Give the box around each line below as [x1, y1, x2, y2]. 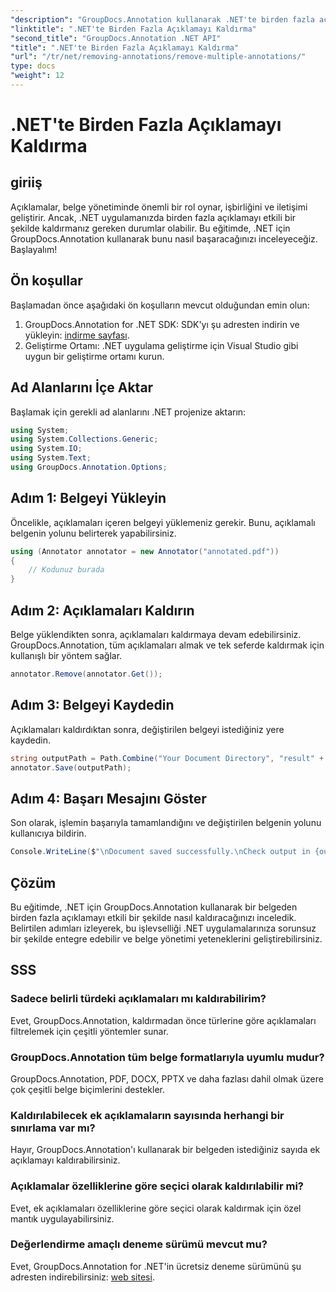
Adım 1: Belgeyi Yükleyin [10, 490, 167, 507]
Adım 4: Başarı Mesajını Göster [10, 790, 207, 807]
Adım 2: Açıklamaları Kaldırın [10, 602, 195, 619]
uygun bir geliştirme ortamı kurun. [24, 350, 165, 362]
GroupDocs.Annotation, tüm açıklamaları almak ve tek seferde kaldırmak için [10, 639, 325, 651]
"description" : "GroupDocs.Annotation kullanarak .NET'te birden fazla [10, 14, 315, 25]
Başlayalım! [10, 243, 58, 255]
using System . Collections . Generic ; [10, 434, 159, 445]
